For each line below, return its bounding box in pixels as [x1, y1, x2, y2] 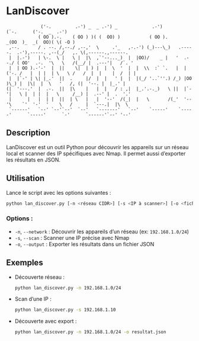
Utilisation [6, 173, 45, 184]
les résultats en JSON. [6, 156, 61, 163]
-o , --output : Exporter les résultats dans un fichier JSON [14, 240, 155, 247]
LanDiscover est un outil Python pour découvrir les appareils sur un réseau [6, 143, 189, 150]
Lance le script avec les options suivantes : [6, 189, 111, 196]
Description [6, 128, 50, 138]
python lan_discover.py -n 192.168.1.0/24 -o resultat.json [14, 329, 166, 335]
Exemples [6, 258, 43, 268]
